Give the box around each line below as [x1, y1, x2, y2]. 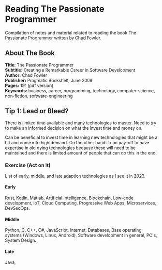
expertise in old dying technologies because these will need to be [5, 145, 136, 151]
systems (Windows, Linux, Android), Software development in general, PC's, [5, 232, 157, 238]
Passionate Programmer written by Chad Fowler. [5, 35, 102, 41]
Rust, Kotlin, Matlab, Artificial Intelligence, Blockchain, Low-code [5, 195, 134, 201]
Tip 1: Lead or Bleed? [5, 107, 69, 115]
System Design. [5, 237, 36, 243]
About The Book [5, 49, 55, 57]
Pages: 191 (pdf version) [5, 83, 54, 88]
